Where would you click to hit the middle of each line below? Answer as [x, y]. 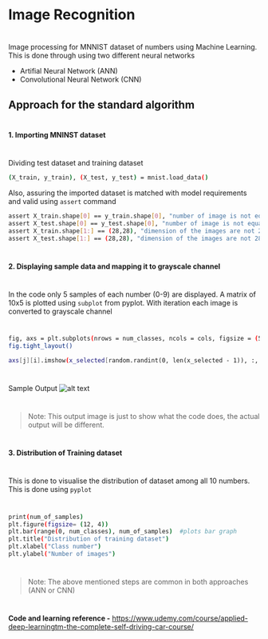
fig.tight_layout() [41, 345]
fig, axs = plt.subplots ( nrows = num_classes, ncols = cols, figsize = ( [134, 339]
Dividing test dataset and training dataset [76, 163]
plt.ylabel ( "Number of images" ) [62, 554]
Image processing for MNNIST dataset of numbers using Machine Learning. [133, 47]
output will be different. [66, 425]
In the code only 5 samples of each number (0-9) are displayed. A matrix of [132, 294]
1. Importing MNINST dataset [57, 134]
